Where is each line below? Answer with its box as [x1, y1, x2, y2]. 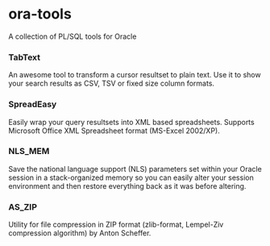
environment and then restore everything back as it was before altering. [8, 181, 247, 190]
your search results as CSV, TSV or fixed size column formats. [8, 78, 215, 89]
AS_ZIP [8, 201, 38, 212]
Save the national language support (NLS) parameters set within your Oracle [8, 164, 262, 173]
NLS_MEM [8, 146, 50, 157]
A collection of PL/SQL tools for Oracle [8, 31, 137, 41]
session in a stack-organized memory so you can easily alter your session [8, 173, 254, 182]
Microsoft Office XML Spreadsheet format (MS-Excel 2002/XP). [8, 126, 220, 136]
